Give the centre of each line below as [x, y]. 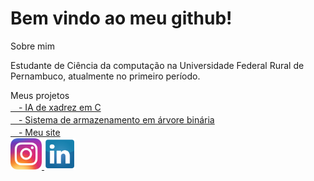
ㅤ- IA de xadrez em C [56, 107]
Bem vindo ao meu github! [121, 18]
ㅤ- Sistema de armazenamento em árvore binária [112, 119]
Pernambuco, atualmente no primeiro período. [105, 76]
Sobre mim [33, 46]
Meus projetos [40, 95]
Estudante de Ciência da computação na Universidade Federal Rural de [157, 65]
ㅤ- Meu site [35, 132]
